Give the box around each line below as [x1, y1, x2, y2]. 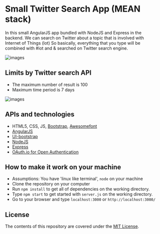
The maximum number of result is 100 [12, 82, 88, 87]
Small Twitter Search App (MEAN [5, 3, 141, 15]
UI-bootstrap [12, 134, 38, 139]
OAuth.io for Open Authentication [12, 149, 79, 155]
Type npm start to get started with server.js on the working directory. [12, 191, 153, 197]
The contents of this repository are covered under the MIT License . [5, 223, 139, 229]
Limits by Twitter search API [5, 69, 92, 77]
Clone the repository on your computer [12, 181, 90, 187]
